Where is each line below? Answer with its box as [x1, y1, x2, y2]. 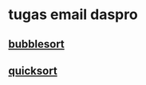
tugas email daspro [8, 6, 138, 24]
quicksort [8, 64, 57, 77]
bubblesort [8, 37, 65, 51]
